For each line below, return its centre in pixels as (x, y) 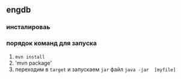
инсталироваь (28, 27)
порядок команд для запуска (52, 43)
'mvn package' (33, 63)
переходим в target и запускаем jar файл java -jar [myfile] (95, 69)
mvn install (30, 57)
